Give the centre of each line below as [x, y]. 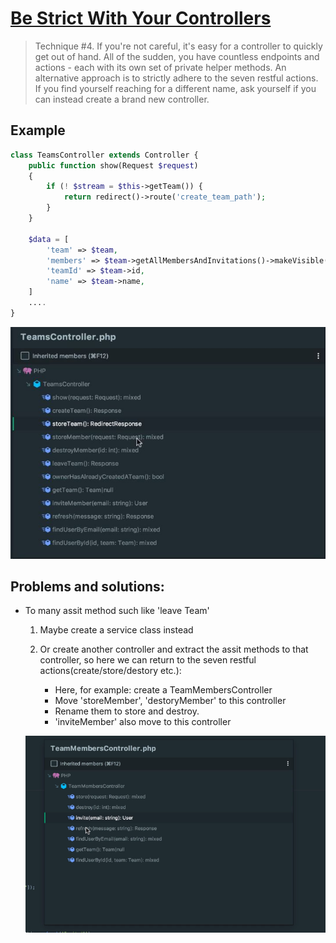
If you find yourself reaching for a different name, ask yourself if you [175, 88]
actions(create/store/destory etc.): [110, 671]
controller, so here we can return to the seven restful [148, 660]
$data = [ [49, 239]
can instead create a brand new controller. [122, 99]
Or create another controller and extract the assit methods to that [174, 649]
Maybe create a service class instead [116, 630]
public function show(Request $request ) [113, 165]
